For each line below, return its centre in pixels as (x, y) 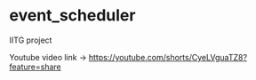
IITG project (31, 40)
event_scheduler (72, 16)
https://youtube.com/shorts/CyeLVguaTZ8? (168, 57)
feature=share (35, 67)
